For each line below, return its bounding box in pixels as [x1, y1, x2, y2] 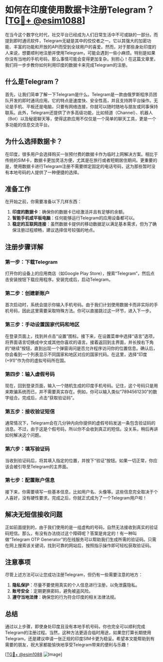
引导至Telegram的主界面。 [17, 463, 71, 469]
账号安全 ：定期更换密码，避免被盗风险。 [12, 588, 93, 594]
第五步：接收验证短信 [5, 408, 55, 415]
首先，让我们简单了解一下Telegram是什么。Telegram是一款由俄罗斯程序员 [5, 91, 153, 97]
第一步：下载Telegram [5, 258, 58, 265]
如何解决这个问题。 [5, 432, 44, 438]
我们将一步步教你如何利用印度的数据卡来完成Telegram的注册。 [5, 62, 130, 68]
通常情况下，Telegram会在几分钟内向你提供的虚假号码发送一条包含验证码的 [5, 420, 156, 426]
